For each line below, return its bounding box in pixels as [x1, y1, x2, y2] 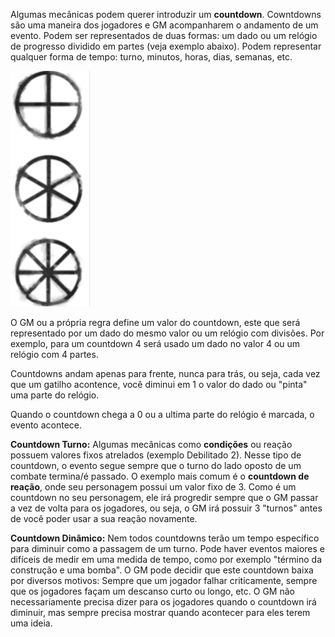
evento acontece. [10, 419, 83, 431]
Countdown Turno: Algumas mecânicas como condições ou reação [10, 439, 293, 450]
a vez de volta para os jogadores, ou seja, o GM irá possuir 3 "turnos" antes [10, 502, 323, 514]
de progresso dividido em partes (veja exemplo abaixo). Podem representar [10, 40, 322, 52]
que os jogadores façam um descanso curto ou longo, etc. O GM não [10, 585, 295, 597]
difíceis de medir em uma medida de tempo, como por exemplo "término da [10, 554, 322, 565]
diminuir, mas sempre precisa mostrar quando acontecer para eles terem [10, 607, 311, 618]
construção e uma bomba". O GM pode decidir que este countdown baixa [10, 564, 314, 576]
